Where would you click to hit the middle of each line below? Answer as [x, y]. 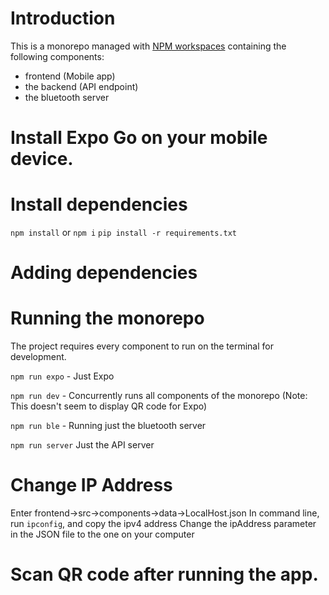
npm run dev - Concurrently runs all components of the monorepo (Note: [159, 396]
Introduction [63, 18]
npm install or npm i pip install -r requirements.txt [123, 233]
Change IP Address [91, 485]
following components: [57, 56]
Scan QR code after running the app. [164, 574]
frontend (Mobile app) [70, 76]
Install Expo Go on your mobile [139, 138]
